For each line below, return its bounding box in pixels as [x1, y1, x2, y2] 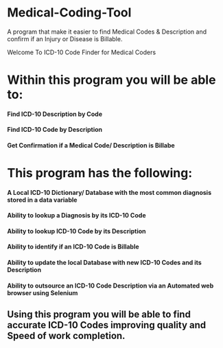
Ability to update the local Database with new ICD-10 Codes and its [7, 259, 202, 267]
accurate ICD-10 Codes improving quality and [7, 319, 207, 331]
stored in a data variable [7, 196, 78, 204]
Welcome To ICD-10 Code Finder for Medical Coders [7, 48, 156, 56]
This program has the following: [7, 165, 193, 181]
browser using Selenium [7, 288, 78, 297]
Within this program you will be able [7, 72, 216, 88]
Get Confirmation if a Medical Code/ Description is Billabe [7, 141, 175, 149]
